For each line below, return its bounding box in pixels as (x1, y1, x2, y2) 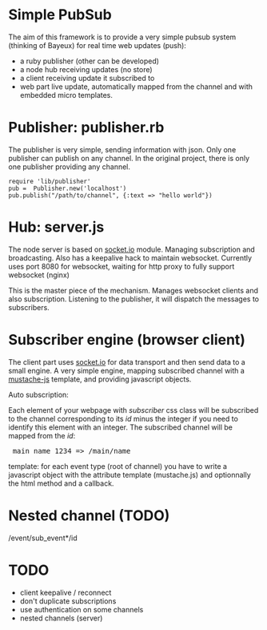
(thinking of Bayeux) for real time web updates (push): (8, 40, 186, 50)
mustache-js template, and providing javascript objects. (8, 374, 192, 384)
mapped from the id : (8, 430, 76, 440)
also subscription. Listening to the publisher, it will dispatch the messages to (8, 294, 260, 304)
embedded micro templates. (19, 90, 114, 99)
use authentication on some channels (19, 604, 144, 614)
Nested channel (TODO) (8, 507, 170, 524)
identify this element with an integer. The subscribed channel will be (8, 422, 233, 432)
